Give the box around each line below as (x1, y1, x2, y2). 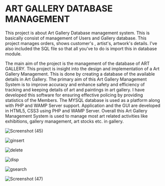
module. (5, 50, 22, 57)
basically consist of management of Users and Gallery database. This (5, 35, 147, 41)
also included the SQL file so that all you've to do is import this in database (5, 46, 157, 51)
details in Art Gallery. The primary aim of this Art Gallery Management (5, 76, 147, 82)
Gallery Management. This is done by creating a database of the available (5, 71, 155, 77)
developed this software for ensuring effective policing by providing (5, 92, 143, 98)
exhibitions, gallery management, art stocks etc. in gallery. (5, 118, 124, 124)
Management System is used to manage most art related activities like (5, 113, 148, 119)
